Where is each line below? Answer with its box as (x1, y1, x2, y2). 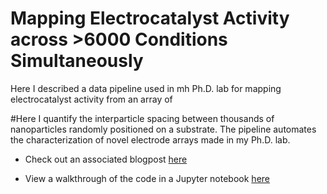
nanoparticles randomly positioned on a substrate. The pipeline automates (10, 123, 317, 135)
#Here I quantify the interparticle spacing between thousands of (10, 112, 275, 124)
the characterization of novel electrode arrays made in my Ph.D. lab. (10, 133, 291, 146)
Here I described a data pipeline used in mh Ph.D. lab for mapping (10, 82, 282, 94)
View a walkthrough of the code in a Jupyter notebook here (24, 172, 270, 184)
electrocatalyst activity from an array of (10, 93, 173, 105)
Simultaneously (10, 50, 144, 72)
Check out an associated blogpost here (24, 153, 188, 165)
